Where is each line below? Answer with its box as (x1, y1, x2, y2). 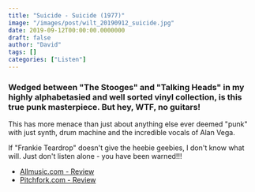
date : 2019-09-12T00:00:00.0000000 (8, 26, 126, 34)
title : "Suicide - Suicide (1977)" (8, 11, 126, 20)
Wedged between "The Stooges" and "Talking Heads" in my (8, 81, 245, 92)
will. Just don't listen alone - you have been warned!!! (8, 152, 182, 161)
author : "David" (8, 41, 62, 49)
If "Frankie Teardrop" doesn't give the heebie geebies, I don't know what (8, 143, 245, 152)
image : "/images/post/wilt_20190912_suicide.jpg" (8, 19, 175, 27)
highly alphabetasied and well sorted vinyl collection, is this (8, 92, 242, 103)
